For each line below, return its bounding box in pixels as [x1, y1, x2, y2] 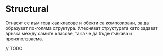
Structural [5, 3, 49, 15]
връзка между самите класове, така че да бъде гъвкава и [5, 30, 132, 36]
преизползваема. [5, 36, 43, 42]
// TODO [5, 45, 23, 51]
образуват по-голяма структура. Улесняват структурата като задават [5, 25, 158, 31]
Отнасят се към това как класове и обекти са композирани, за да [5, 20, 149, 26]
